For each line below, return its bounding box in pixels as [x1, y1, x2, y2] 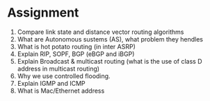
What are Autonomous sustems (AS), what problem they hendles [17, 35, 204, 43]
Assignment [7, 5, 79, 21]
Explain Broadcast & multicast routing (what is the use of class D [17, 57, 203, 65]
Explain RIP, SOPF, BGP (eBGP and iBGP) [17, 50, 135, 58]
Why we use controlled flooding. [17, 71, 111, 80]
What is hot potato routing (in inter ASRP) [17, 42, 136, 50]
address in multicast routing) [17, 64, 99, 73]
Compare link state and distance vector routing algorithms [17, 28, 184, 36]
